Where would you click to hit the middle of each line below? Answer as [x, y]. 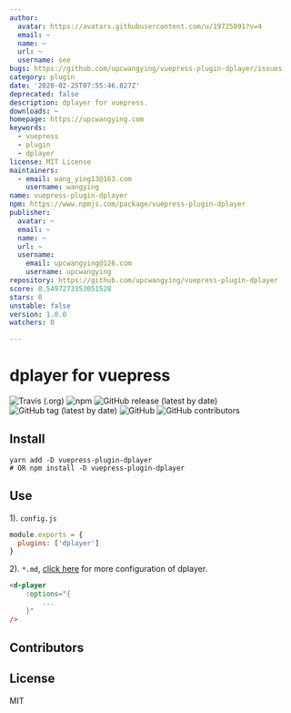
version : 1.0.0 [38, 314]
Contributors [47, 648]
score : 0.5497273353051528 [60, 289]
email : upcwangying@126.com [79, 264]
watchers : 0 [32, 323]
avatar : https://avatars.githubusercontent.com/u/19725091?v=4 [140, 26]
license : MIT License [50, 162]
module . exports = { [46, 535]
